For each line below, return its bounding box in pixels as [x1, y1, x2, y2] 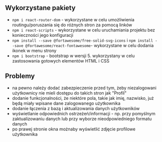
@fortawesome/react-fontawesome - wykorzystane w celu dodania [25, 42, 154, 48]
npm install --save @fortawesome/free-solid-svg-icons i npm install [12, 37, 153, 43]
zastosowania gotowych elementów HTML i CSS [12, 58, 109, 63]
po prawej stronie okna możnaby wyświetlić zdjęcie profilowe [12, 126, 136, 132]
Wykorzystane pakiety [5, 4, 76, 12]
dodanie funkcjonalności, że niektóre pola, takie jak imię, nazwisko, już [12, 95, 154, 101]
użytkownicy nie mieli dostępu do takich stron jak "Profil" [12, 90, 127, 96]
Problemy [5, 72, 35, 80]
